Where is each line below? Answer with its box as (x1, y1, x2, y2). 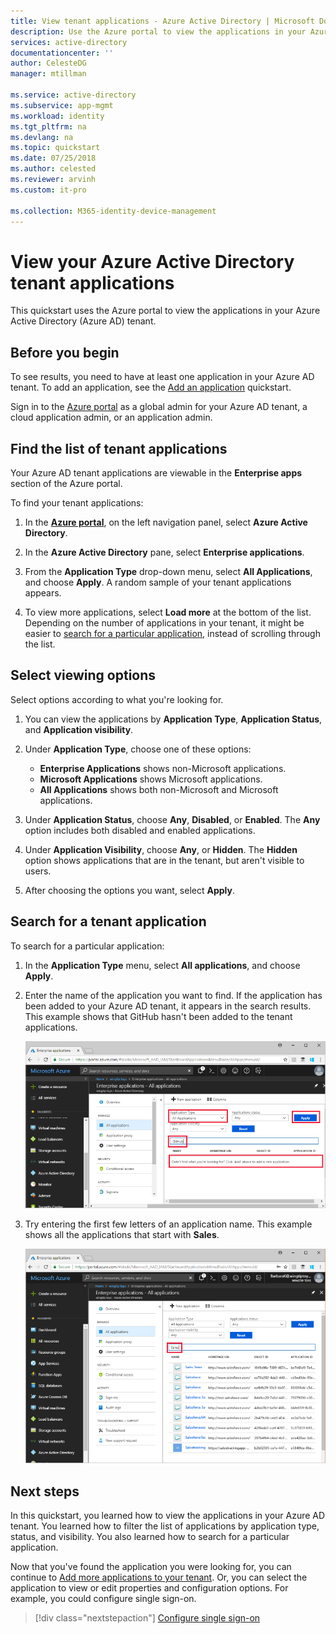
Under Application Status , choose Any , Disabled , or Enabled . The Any (24, 813, 321, 825)
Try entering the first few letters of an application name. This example (24, 1218, 313, 1230)
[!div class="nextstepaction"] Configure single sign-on (34, 1612, 261, 1624)
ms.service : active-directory (10, 90, 137, 100)
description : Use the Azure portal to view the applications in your (10, 26, 307, 37)
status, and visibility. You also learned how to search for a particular (10, 1531, 290, 1543)
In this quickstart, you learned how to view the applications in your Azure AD (10, 1510, 326, 1522)
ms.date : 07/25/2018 (10, 153, 97, 164)
